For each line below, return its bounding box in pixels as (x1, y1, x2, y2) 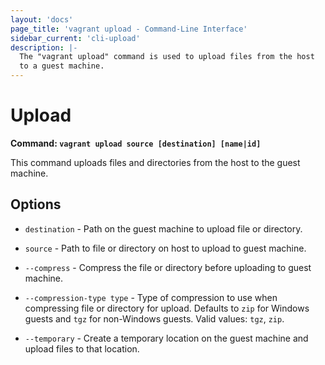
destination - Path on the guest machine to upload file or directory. (24, 222, 303, 235)
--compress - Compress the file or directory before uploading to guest (24, 261, 312, 273)
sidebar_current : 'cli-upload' (10, 33, 141, 43)
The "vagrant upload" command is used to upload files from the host (19, 52, 315, 62)
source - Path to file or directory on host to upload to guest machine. (24, 242, 307, 254)
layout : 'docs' (10, 14, 74, 25)
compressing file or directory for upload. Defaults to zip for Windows (24, 302, 310, 314)
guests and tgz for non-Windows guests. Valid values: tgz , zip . (24, 312, 285, 325)
